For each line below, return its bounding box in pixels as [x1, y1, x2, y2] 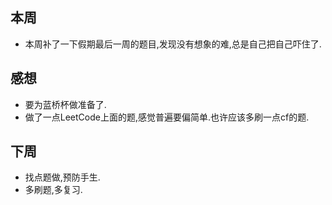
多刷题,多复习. [24, 184, 83, 196]
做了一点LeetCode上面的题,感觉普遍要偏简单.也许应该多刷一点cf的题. [24, 111, 310, 123]
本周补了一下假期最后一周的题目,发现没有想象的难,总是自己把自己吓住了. [24, 38, 322, 50]
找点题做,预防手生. [24, 171, 101, 183]
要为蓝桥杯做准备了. [24, 98, 107, 110]
